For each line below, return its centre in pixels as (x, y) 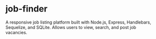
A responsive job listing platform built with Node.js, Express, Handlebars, (78, 22)
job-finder (26, 9)
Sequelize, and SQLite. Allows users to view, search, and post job (71, 27)
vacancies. (16, 32)
